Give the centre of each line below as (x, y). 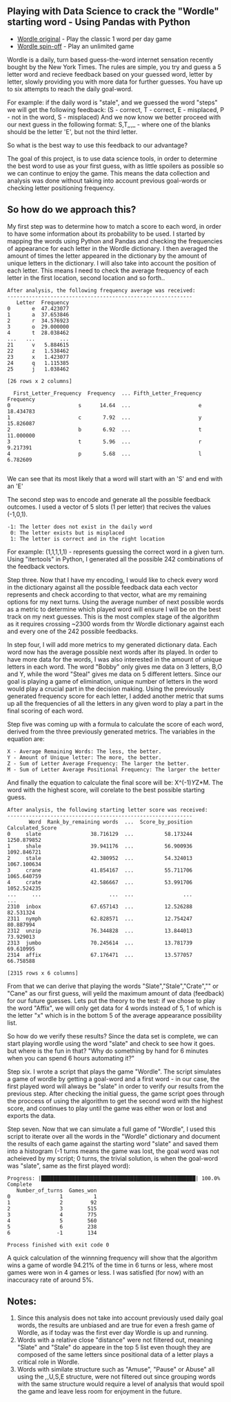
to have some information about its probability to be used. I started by (106, 234)
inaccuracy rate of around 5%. (51, 1280)
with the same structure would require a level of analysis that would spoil (121, 1384)
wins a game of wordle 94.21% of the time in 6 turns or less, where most (110, 1265)
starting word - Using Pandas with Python (99, 22)
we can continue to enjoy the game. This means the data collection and (109, 173)
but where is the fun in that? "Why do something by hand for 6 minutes (108, 1051)
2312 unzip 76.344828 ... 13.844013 (100, 931)
